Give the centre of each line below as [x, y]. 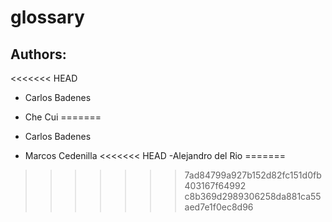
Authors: [38, 54]
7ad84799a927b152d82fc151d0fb [253, 175]
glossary [47, 17]
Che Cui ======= [63, 117]
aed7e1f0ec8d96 [219, 207]
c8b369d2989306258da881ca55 [253, 196]
